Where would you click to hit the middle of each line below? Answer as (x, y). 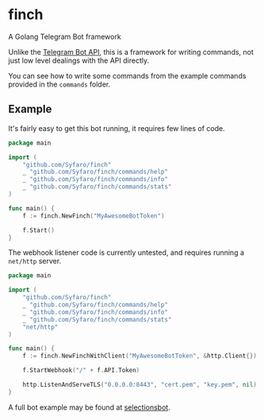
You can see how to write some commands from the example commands (127, 75)
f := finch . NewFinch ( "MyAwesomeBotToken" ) (94, 216)
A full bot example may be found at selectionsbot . (89, 407)
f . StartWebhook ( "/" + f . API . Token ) (81, 371)
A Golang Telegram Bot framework (65, 37)
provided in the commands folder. (59, 84)
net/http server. (35, 261)
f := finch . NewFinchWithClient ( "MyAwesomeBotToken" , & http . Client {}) (140, 356)
